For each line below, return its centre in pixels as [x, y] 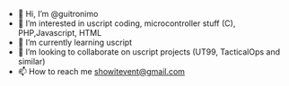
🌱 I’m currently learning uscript [75, 42]
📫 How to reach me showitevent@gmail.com [101, 71]
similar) [31, 61]
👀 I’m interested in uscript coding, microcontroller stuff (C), [127, 23]
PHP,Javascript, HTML [60, 33]
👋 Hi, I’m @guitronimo [58, 14]
